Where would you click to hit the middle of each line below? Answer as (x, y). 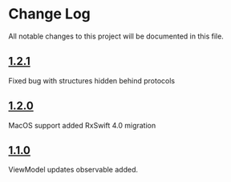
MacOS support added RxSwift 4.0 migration (82, 125)
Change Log (49, 14)
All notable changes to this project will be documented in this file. (116, 36)
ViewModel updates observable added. (73, 170)
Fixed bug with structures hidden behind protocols (91, 80)
